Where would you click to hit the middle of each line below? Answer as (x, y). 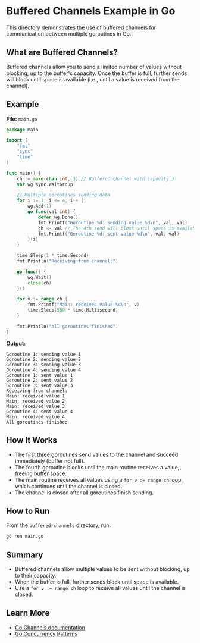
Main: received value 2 (36, 401)
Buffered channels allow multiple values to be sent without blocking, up (102, 569)
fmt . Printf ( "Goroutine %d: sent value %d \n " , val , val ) (109, 234)
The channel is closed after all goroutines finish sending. (84, 493)
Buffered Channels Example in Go (91, 11)
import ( (17, 140)
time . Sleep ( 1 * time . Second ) (53, 256)
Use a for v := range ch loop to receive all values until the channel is (100, 588)
